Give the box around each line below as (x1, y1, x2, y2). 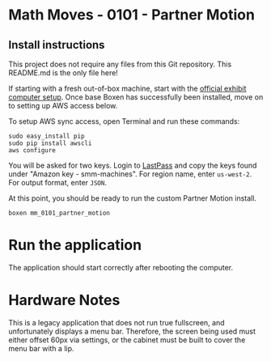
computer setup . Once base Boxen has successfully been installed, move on (8, 92, 264, 102)
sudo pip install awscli (8, 139, 92, 147)
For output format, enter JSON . (8, 178, 108, 187)
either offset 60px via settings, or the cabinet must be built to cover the (8, 334, 246, 345)
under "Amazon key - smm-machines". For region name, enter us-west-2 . (8, 169, 252, 179)
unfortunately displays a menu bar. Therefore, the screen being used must (8, 326, 256, 336)
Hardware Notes (8, 291, 121, 309)
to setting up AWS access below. (8, 101, 118, 110)
